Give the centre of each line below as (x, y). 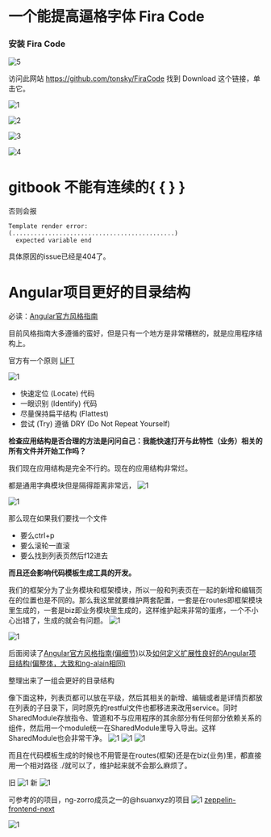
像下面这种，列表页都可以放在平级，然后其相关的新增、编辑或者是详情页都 (132, 698)
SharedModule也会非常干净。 (58, 738)
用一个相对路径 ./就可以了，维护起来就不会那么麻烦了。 (100, 766)
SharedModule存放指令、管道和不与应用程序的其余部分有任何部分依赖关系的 (135, 718)
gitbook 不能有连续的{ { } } (97, 187)
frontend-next (31, 809)
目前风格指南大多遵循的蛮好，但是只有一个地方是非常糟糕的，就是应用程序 (132, 333)
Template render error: (48, 226)
